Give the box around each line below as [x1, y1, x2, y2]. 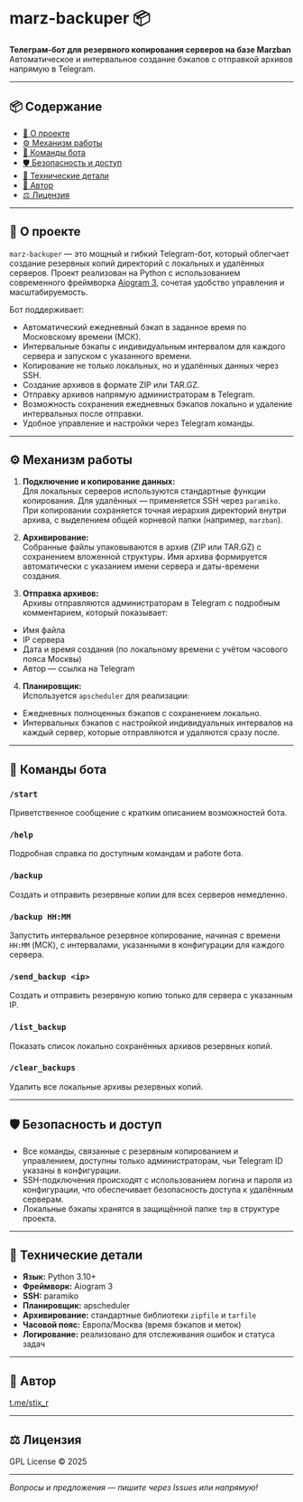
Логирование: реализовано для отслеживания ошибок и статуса [22, 1329, 275, 1340]
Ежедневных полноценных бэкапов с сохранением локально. [22, 708, 262, 719]
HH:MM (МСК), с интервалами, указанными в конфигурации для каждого [9, 939, 285, 950]
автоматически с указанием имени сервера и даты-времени [22, 561, 260, 572]
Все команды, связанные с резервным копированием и [22, 1146, 239, 1157]
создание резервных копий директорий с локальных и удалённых [9, 258, 265, 269]
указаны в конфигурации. [22, 1165, 122, 1176]
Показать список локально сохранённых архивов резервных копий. [9, 1040, 273, 1051]
